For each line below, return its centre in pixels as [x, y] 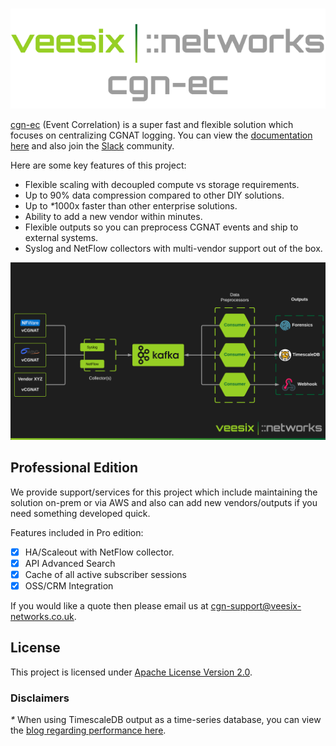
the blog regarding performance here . [88, 730]
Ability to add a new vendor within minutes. [113, 217]
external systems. [61, 238]
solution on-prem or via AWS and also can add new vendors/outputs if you [164, 502]
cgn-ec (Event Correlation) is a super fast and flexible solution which [152, 125]
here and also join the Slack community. [92, 146]
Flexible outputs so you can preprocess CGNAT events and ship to [161, 227]
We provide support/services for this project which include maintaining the [164, 492]
